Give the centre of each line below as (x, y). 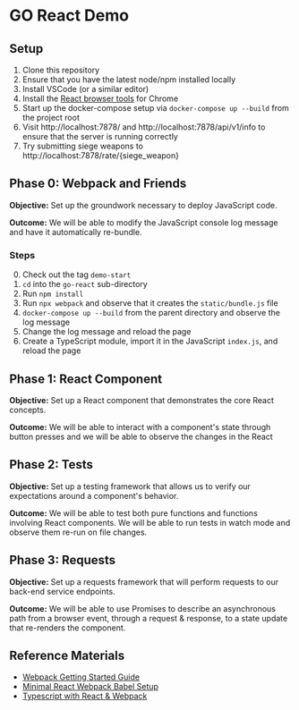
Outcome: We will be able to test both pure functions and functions (133, 513)
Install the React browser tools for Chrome (100, 98)
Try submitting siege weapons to (82, 146)
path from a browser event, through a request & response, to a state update (149, 618)
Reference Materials (67, 655)
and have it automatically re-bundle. (76, 232)
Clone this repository (61, 70)
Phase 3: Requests (63, 560)
